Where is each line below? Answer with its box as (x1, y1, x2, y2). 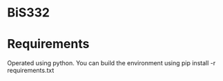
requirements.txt (7, 67, 55, 75)
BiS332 (7, 5, 50, 21)
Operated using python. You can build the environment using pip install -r (7, 59, 216, 67)
